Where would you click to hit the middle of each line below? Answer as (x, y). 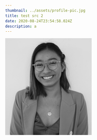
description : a (21, 26)
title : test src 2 (24, 16)
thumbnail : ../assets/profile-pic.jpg (45, 10)
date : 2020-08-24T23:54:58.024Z (39, 21)
